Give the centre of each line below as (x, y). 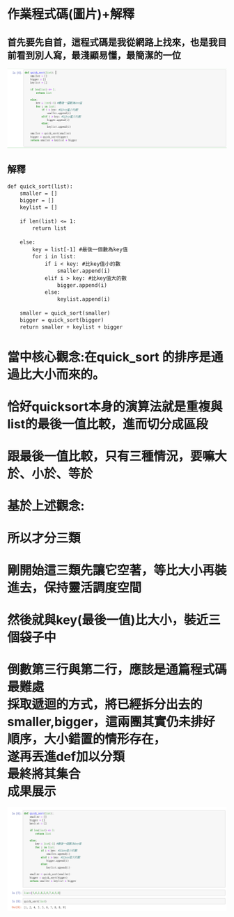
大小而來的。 (69, 374)
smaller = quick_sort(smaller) (65, 313)
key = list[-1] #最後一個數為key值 (80, 250)
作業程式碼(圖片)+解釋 (71, 14)
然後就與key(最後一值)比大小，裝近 (108, 620)
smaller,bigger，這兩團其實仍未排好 (111, 722)
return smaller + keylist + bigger (71, 327)
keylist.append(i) (84, 299)
